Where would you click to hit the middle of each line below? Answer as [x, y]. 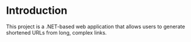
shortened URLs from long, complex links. [56, 32]
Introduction [37, 11]
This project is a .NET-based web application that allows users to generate [95, 26]
